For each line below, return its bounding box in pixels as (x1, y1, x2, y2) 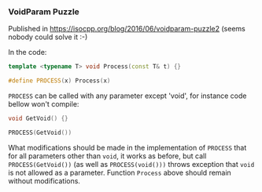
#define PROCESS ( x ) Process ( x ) (8, 77, 111, 85)
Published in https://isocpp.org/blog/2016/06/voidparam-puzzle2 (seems (8, 24, 245, 34)
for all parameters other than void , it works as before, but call (8, 151, 207, 161)
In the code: (8, 48, 47, 57)
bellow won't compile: (8, 100, 79, 109)
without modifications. (8, 176, 81, 186)
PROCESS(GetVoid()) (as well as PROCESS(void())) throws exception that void (8, 159, 255, 168)
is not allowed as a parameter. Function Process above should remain (8, 168, 232, 177)
